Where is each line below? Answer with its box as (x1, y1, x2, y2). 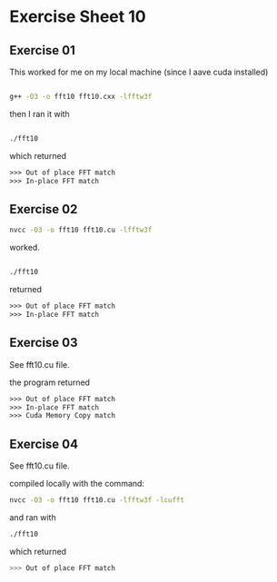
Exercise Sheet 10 (9, 6, 147, 27)
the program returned (9, 377, 91, 388)
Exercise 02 (9, 202, 78, 217)
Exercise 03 (9, 335, 79, 350)
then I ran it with (9, 108, 70, 119)
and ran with (9, 511, 56, 523)
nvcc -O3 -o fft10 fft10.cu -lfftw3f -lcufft (9, 496, 184, 505)
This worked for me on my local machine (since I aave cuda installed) (9, 66, 269, 77)
